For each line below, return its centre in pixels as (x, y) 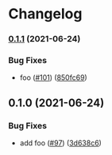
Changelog (45, 14)
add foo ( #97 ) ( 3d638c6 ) (60, 143)
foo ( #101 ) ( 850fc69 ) (53, 77)
